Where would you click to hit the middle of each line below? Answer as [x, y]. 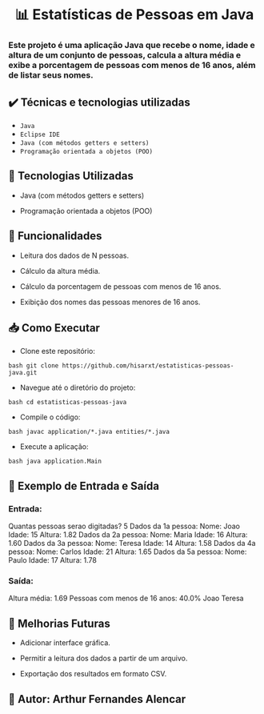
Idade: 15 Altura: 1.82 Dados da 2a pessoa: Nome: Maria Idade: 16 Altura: [128, 535]
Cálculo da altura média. [60, 271]
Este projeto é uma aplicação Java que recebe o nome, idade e [132, 46]
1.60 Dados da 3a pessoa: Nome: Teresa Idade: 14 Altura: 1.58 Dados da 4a [132, 544]
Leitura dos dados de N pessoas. [74, 255]
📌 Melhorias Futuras [59, 623]
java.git [23, 373]
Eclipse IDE [40, 134]
